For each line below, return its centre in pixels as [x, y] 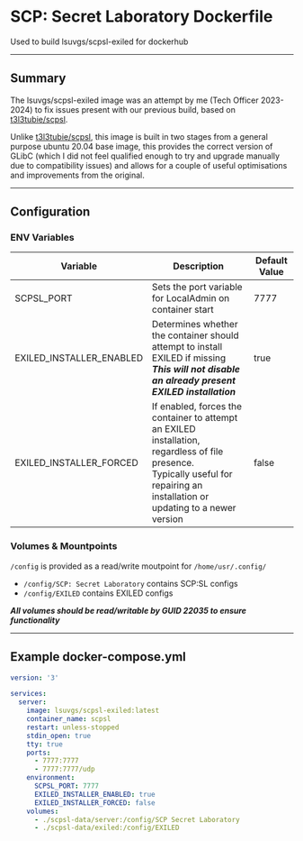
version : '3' [35, 678]
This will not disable [196, 370]
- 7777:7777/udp [64, 769]
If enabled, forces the [197, 407]
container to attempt [195, 418]
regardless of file [188, 452]
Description [198, 266]
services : [29, 694]
